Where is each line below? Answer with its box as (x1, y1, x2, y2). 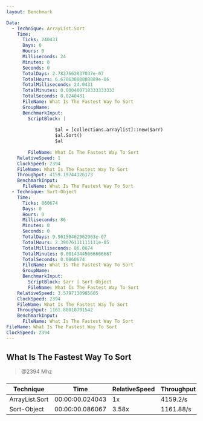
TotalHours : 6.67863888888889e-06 (22, 76, 110, 82)
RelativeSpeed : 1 (17, 155, 61, 161)
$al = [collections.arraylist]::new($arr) (54, 127, 164, 133)
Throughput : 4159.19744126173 (17, 172, 94, 178)
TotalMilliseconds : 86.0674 (22, 245, 94, 251)
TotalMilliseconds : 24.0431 (22, 82, 94, 88)
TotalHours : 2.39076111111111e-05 (22, 239, 110, 245)
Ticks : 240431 (22, 37, 59, 43)
